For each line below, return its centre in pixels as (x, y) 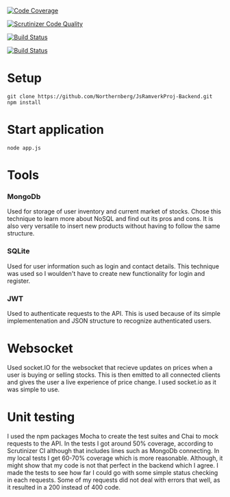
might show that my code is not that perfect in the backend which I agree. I (113, 465)
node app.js (24, 148)
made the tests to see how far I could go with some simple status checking (113, 472)
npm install (24, 102)
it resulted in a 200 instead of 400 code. (64, 487)
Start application (55, 130)
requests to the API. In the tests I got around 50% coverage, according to (110, 443)
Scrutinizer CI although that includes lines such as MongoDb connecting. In (113, 450)
